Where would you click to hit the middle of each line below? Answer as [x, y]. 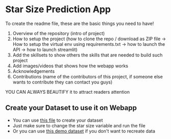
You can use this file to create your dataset [58, 120]
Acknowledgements [34, 71]
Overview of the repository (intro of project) [59, 33]
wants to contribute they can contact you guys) [63, 82]
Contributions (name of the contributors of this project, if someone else [88, 76]
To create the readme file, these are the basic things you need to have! [80, 23]
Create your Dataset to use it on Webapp [71, 108]
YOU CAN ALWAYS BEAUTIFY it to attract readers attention [68, 92]
